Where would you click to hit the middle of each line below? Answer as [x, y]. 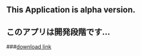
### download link [29, 47]
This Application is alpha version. [71, 10]
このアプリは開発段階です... [58, 32]
